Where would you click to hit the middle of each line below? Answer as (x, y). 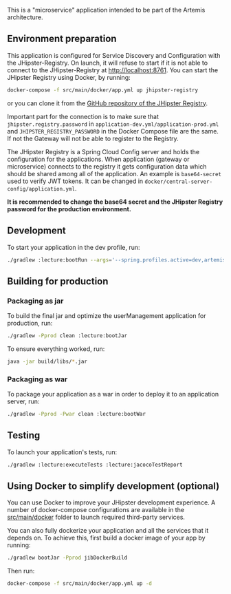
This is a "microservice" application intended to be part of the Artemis (106, 10)
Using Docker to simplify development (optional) (113, 486)
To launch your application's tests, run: (62, 452)
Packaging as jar (35, 301)
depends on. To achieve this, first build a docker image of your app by (106, 538)
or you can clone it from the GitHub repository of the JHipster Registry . (108, 103)
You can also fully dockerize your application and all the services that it (108, 531)
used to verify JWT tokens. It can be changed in (75, 181)
